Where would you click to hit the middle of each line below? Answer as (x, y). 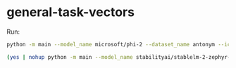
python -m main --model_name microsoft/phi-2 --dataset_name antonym (111, 44)
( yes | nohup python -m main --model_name (70, 57)
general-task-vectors (71, 12)
